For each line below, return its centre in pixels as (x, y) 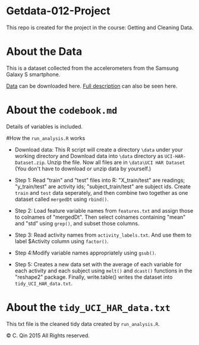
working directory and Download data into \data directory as (89, 156)
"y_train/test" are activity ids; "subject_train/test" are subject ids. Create (103, 187)
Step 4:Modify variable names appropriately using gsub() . (85, 253)
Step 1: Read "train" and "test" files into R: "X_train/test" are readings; (100, 180)
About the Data (44, 52)
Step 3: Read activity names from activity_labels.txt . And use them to (103, 235)
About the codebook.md (62, 110)
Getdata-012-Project (59, 11)
